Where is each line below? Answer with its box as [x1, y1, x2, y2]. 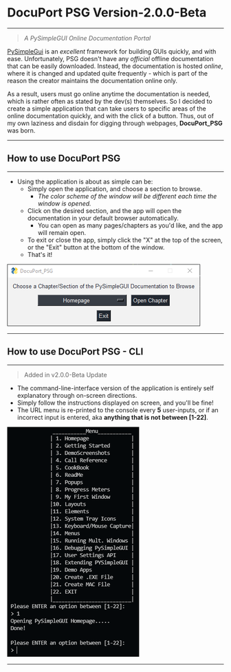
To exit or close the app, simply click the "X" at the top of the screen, [27, 236, 223, 244]
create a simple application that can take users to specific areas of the [7, 104, 206, 113]
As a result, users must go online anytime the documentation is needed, [7, 89, 211, 98]
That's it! [27, 250, 53, 258]
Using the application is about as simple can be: [16, 177, 153, 186]
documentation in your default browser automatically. [27, 214, 179, 222]
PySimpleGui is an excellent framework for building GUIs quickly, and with [7, 47, 217, 56]
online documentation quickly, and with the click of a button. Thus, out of [7, 111, 214, 120]
